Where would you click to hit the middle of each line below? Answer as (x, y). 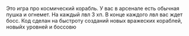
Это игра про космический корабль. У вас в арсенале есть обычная (93, 8)
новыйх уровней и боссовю (41, 27)
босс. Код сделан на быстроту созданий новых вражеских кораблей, (94, 21)
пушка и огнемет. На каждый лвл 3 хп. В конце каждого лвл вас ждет (94, 15)
